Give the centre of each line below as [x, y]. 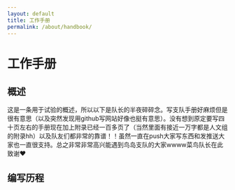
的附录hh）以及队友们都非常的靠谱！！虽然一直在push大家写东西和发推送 [113, 136]
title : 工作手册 [29, 20]
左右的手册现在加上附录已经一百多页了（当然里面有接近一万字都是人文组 [123, 128]
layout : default [31, 14]
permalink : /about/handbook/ [50, 27]
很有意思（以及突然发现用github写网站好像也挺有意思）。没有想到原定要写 [113, 118]
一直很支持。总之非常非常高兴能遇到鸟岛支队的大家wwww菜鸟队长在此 [121, 145]
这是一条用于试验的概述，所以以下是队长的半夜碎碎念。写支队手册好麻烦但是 [117, 110]
